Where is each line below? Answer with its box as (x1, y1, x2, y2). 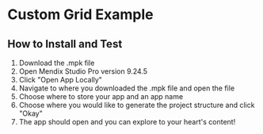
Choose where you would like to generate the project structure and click (18, 101, 255, 109)
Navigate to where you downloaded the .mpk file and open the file (18, 83, 235, 93)
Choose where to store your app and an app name (18, 92, 184, 101)
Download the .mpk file (18, 58, 95, 67)
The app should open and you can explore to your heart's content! (18, 117, 236, 126)
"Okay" (18, 109, 43, 118)
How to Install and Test (7, 37, 123, 51)
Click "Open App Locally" (18, 75, 102, 84)
